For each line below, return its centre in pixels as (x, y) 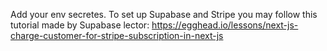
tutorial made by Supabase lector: (80, 25)
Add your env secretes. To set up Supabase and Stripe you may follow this (164, 14)
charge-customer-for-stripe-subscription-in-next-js (117, 35)
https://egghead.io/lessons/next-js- (225, 25)
